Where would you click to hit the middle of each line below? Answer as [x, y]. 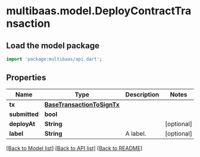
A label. [136, 133]
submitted [24, 114]
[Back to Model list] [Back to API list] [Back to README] [74, 148]
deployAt [22, 124]
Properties [26, 78]
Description [142, 95]
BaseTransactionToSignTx [82, 104]
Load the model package [53, 45]
